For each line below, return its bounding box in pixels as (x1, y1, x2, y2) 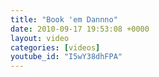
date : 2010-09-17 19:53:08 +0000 (10, 24, 150, 34)
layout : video (10, 33, 70, 43)
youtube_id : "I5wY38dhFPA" (10, 52, 123, 62)
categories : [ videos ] (10, 42, 101, 53)
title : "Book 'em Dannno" (10, 14, 118, 25)
